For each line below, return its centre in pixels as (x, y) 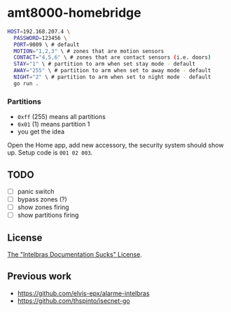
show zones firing (43, 207)
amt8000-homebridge (74, 13)
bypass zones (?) (42, 199)
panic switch (36, 191)
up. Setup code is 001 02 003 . (50, 153)
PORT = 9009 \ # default (47, 44)
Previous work (40, 277)
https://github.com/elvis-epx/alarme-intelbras (83, 293)
